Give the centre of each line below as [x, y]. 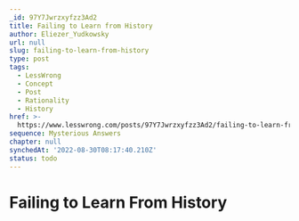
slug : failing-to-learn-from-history [79, 51]
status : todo [33, 158]
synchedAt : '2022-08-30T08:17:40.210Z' [83, 150]
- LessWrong [40, 76]
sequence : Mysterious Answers [65, 134]
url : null [28, 42]
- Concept [35, 84]
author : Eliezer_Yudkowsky [59, 34]
